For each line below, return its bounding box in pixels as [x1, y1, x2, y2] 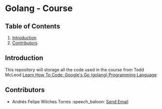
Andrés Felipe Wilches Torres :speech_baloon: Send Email [12, 98, 129, 104]
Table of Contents [5, 22, 61, 30]
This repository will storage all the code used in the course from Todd [5, 67, 144, 72]
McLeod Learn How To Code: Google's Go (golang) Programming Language [5, 72, 157, 78]
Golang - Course [5, 3, 73, 14]
